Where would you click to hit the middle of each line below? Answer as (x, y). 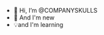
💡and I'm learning (38, 25)
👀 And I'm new (34, 17)
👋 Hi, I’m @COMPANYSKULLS (55, 10)
